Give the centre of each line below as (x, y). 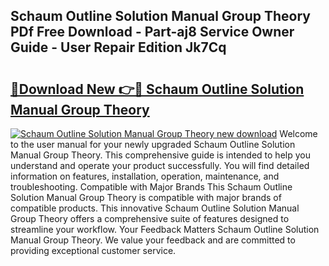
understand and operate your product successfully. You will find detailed (160, 165)
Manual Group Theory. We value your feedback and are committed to (153, 240)
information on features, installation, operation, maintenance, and (145, 176)
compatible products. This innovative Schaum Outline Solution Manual (155, 208)
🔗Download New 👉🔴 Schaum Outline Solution (157, 89)
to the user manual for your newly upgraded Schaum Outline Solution (153, 144)
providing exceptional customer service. (93, 250)
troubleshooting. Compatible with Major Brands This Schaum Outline (151, 187)
